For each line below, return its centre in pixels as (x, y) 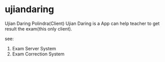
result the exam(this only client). (38, 28)
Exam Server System (34, 48)
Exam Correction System (38, 54)
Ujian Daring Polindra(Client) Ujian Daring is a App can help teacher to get (82, 23)
